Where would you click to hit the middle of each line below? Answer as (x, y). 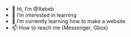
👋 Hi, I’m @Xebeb (33, 9)
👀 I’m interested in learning (44, 15)
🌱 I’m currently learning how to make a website (68, 21)
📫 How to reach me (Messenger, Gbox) (60, 28)
